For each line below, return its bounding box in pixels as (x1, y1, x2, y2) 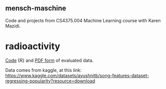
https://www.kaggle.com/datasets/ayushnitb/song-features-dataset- (5, 72, 149, 78)
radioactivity (5, 40, 60, 52)
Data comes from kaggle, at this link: (5, 67, 82, 73)
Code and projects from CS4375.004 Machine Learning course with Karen (5, 17, 161, 23)
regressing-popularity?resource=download (5, 78, 95, 84)
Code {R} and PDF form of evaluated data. (5, 57, 94, 63)
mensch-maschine (5, 4, 67, 13)
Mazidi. (5, 23, 21, 29)
